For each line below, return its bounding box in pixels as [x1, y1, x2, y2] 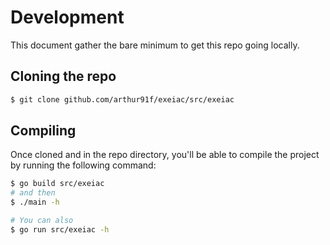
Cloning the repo [10, 68, 117, 85]
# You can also [10, 216, 74, 226]
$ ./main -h [10, 197, 60, 208]
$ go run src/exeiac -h [10, 224, 110, 235]
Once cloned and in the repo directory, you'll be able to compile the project [10, 149, 320, 161]
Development [10, 6, 125, 29]
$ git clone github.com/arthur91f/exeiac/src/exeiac [10, 94, 235, 105]
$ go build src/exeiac [10, 179, 105, 189]
